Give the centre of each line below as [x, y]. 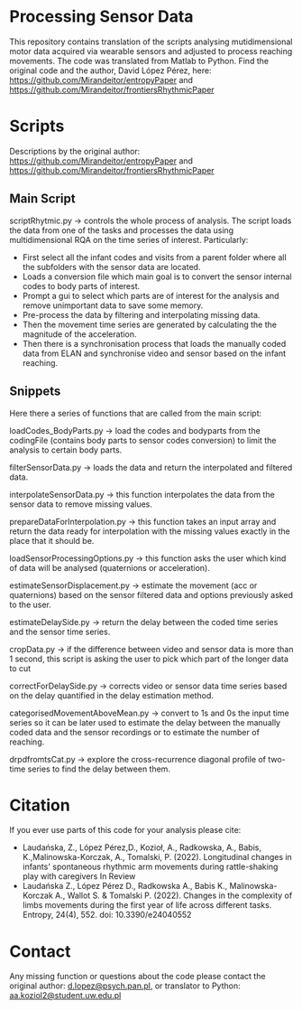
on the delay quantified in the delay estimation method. [111, 695]
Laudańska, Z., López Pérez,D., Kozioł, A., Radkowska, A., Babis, [142, 847]
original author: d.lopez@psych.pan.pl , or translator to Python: [125, 986]
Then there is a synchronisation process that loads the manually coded [154, 343]
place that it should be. [52, 540]
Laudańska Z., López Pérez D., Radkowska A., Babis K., [125, 886]
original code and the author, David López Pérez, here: [110, 70]
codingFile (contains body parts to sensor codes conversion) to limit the [143, 440]
